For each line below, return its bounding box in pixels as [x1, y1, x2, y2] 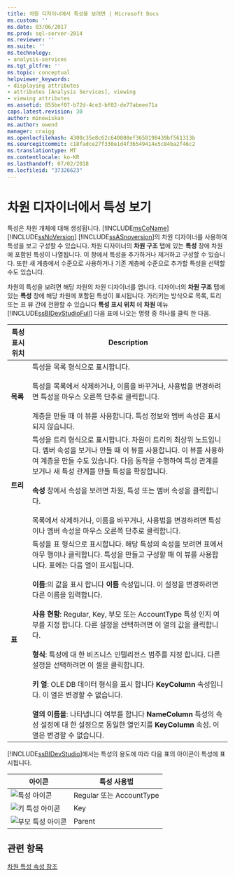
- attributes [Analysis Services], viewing [7, 88, 136, 95]
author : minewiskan [7, 114, 64, 121]
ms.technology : [7, 50, 52, 57]
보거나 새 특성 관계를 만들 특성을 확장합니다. [31, 466, 168, 476]
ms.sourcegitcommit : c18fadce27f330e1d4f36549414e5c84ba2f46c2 [7, 141, 196, 148]
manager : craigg [7, 128, 55, 135]
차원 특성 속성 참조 [7, 862, 58, 871]
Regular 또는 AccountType [73, 790, 159, 800]
